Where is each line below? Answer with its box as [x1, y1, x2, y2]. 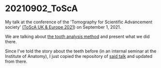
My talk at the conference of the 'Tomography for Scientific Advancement [5, 19, 153, 25]
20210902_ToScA [5, 3, 78, 14]
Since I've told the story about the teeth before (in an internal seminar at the [5, 48, 157, 54]
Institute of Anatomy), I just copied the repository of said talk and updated [5, 53, 153, 59]
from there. [5, 58, 28, 64]
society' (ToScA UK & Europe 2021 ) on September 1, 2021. [5, 24, 121, 30]
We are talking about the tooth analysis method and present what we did [5, 34, 150, 39]
